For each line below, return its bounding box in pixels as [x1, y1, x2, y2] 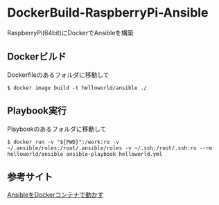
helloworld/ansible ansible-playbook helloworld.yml [7, 150, 163, 157]
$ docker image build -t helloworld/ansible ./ [7, 84, 148, 91]
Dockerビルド [7, 51, 67, 63]
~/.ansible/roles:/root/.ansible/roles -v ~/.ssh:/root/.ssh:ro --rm [7, 144, 213, 152]
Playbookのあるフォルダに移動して [7, 125, 107, 133]
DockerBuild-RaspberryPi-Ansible [7, 5, 209, 21]
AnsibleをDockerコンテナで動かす [7, 190, 104, 199]
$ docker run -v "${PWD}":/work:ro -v [7, 139, 119, 145]
